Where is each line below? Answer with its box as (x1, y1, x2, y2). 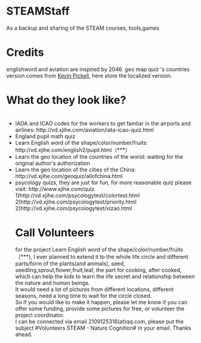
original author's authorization (15, 159, 91, 167)
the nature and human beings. (15, 279, 90, 286)
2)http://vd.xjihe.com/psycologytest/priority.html (15, 198, 137, 205)
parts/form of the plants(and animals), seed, (15, 259, 125, 267)
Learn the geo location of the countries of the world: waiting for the (15, 153, 183, 160)
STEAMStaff (6, 4, 70, 18)
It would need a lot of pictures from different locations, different (15, 285, 174, 293)
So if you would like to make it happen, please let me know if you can (15, 298, 188, 305)
